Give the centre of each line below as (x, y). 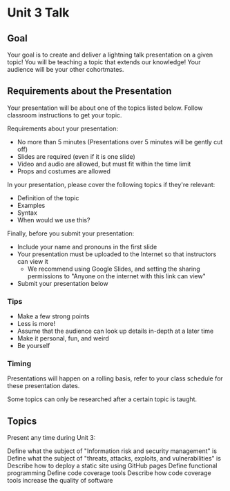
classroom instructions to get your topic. (65, 115)
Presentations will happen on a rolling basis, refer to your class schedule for (115, 378)
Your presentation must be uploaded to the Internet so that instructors (117, 254)
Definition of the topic (48, 198)
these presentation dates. (44, 386)
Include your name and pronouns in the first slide (87, 247)
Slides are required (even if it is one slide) (76, 156)
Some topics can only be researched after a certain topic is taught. (102, 399)
